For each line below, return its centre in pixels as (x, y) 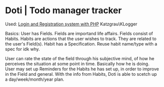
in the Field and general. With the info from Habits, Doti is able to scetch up (81, 74)
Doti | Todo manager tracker (63, 11)
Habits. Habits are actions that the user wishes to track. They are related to (81, 39)
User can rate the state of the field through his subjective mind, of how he (80, 58)
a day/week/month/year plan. (35, 79)
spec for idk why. (23, 49)
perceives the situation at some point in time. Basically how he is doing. (77, 64)
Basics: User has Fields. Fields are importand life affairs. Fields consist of (79, 33)
